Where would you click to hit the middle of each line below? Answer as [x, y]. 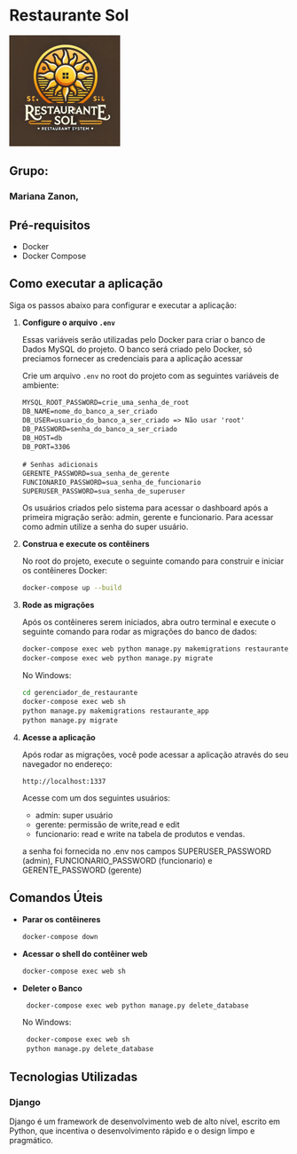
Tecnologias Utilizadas [74, 1076]
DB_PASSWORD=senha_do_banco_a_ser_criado [99, 429]
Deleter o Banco [52, 988]
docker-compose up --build [72, 588]
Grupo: [29, 171]
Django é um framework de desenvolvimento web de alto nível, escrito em [145, 1121]
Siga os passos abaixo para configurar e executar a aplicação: [123, 305]
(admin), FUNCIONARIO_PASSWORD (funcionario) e [117, 861]
